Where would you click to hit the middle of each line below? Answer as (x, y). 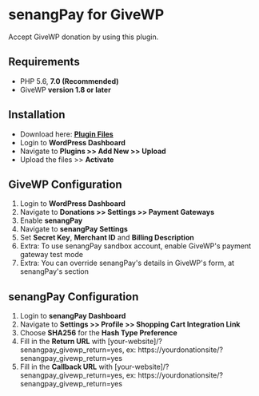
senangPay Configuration (74, 297)
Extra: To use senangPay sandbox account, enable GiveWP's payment (135, 246)
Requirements (44, 62)
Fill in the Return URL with (63, 342)
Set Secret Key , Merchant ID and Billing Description (107, 238)
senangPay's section (54, 271)
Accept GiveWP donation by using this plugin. (84, 37)
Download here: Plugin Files (66, 134)
